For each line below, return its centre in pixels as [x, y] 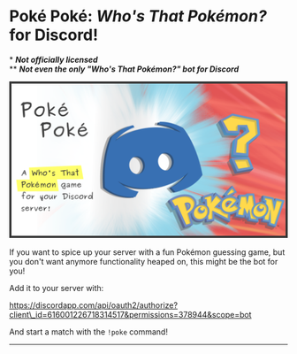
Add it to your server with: [57, 289]
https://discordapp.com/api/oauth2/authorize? [94, 305]
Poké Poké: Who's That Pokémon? [138, 16]
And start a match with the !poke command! [88, 332]
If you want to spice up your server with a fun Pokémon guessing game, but [147, 252]
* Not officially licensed [54, 59]
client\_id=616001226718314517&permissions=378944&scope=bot [130, 315]
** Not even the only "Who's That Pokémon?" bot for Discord [124, 69]
